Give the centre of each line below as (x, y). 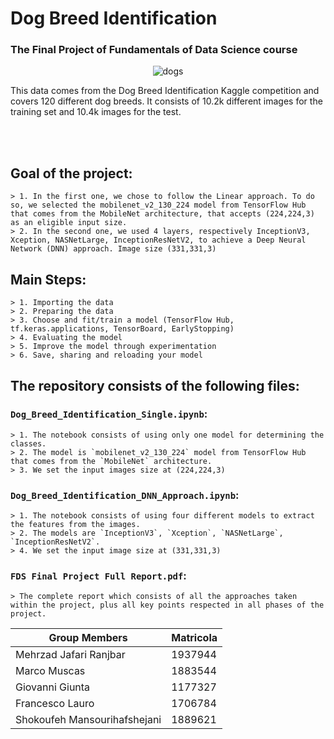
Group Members (88, 638)
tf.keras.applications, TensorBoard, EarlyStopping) (122, 329)
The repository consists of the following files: (155, 385)
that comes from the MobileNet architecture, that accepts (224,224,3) (162, 214)
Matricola (194, 638)
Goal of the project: (71, 173)
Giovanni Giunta (53, 687)
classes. (28, 443)
